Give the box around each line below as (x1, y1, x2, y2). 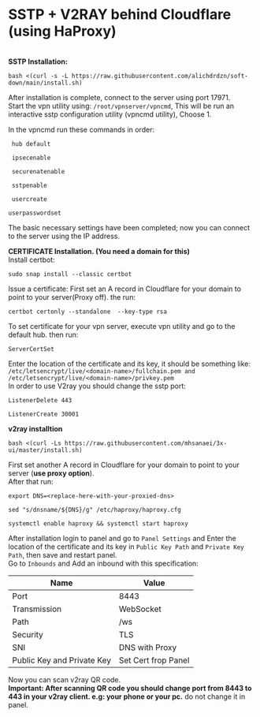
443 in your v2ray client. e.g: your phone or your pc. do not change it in (8, 692, 246, 701)
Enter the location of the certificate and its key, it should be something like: (8, 359, 251, 368)
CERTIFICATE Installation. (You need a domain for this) (8, 246, 191, 256)
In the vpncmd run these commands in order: (8, 125, 155, 134)
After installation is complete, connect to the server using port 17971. (8, 92, 231, 102)
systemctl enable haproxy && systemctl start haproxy (8, 519, 189, 528)
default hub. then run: (8, 330, 79, 339)
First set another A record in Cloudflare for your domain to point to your (8, 460, 240, 469)
